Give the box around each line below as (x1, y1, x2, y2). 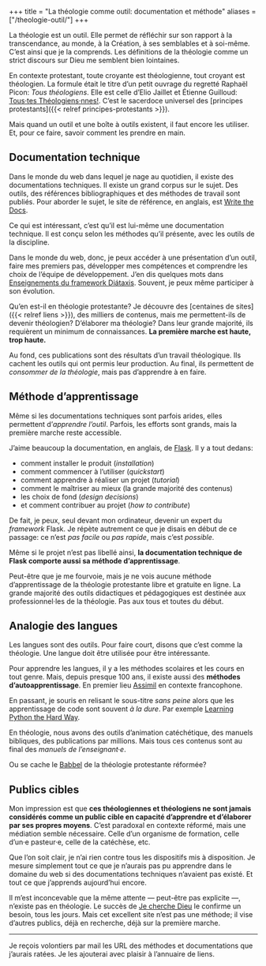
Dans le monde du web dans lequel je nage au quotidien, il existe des (9, 171, 234, 181)
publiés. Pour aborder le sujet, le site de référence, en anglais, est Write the (9, 197, 254, 206)
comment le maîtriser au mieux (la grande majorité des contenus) (20, 483, 234, 492)
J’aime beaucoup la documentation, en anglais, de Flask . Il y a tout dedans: (9, 443, 253, 452)
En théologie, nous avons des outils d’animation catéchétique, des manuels (9, 728, 253, 737)
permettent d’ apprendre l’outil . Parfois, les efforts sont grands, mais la (9, 419, 238, 429)
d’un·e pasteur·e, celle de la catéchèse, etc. (9, 837, 151, 847)
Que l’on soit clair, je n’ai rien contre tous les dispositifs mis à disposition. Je (9, 852, 256, 863)
